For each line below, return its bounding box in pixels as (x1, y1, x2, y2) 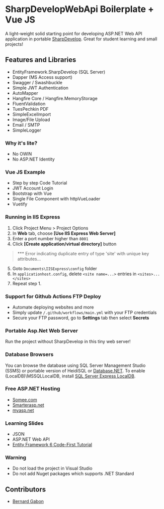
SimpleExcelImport (12, 111, 51, 117)
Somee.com (12, 396, 37, 402)
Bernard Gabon (12, 499, 44, 505)
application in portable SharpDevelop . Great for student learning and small (5, 36, 158, 42)
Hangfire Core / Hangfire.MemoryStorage (12, 95, 98, 101)
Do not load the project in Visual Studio (12, 465, 93, 472)
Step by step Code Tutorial (12, 180, 67, 186)
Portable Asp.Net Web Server (5, 327, 78, 334)
